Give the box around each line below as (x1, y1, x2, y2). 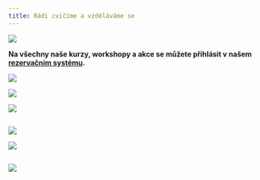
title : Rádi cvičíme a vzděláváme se (8, 11, 135, 20)
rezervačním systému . (8, 57, 86, 67)
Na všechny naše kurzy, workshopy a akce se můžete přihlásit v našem (8, 49, 252, 59)
